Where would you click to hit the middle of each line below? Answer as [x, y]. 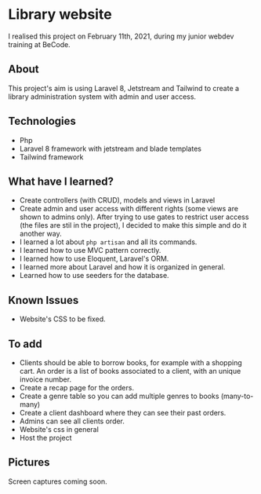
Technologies [42, 121]
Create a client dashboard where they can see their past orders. [123, 413]
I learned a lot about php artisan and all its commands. [108, 242]
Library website [60, 15]
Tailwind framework [51, 157]
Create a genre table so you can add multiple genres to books [119, 396]
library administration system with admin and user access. [102, 97]
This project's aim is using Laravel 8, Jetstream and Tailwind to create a [124, 88]
